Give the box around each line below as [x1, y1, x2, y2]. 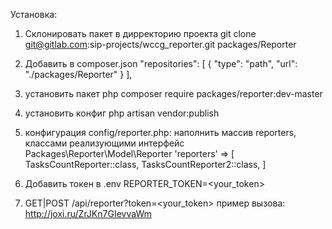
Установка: [10, 9, 58, 20]
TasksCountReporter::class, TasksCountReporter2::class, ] [24, 159, 267, 170]
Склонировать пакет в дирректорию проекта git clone [24, 28, 257, 39]
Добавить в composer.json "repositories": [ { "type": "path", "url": [24, 58, 298, 69]
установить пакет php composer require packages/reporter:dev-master [24, 88, 323, 99]
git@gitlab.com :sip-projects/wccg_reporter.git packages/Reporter [24, 39, 297, 50]
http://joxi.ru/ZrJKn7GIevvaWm [24, 208, 152, 219]
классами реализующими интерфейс [24, 137, 185, 149]
